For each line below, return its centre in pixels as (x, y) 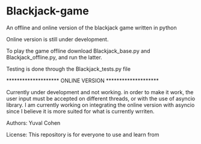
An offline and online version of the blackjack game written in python (91, 28)
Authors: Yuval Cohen (33, 123)
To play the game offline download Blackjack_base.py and (78, 51)
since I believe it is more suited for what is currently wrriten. (80, 111)
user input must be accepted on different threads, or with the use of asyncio (101, 98)
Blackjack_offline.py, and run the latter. (54, 57)
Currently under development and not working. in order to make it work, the (100, 92)
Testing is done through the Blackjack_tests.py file (69, 69)
